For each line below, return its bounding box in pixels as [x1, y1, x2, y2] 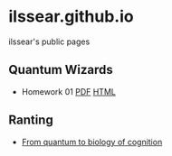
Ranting [8, 113, 53, 128]
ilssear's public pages [8, 36, 91, 47]
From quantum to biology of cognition [21, 136, 163, 147]
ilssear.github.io [8, 6, 134, 27]
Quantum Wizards [8, 62, 114, 78]
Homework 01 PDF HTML [21, 86, 117, 96]
